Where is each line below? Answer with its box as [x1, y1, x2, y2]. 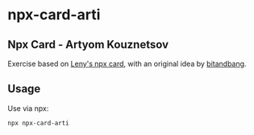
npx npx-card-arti [7, 119, 69, 127]
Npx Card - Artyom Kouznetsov [7, 38, 169, 51]
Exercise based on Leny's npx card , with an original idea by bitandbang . [7, 59, 247, 68]
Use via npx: [7, 103, 49, 113]
